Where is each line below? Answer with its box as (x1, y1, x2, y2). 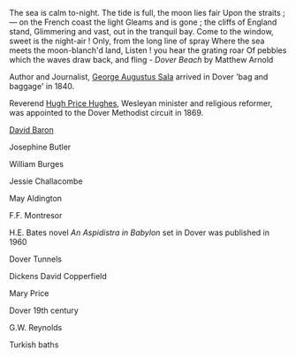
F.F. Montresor (9, 210, 63, 220)
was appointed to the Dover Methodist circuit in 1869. (9, 108, 204, 118)
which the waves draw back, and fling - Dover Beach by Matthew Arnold (9, 55, 274, 65)
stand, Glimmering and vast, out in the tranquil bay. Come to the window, (9, 27, 274, 36)
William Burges (9, 159, 65, 169)
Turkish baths (9, 339, 59, 350)
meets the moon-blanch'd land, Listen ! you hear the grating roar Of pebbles (9, 45, 287, 56)
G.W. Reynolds (9, 323, 63, 332)
